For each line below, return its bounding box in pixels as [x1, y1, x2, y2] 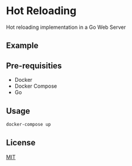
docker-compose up [6, 121, 51, 127]
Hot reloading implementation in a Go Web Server [6, 24, 126, 31]
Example [6, 41, 39, 51]
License [6, 138, 36, 148]
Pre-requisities [6, 61, 62, 71]
